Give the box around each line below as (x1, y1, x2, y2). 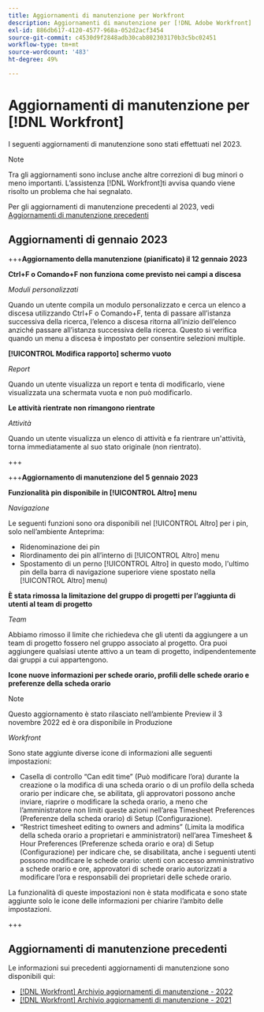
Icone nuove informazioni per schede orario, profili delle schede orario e (8, 670, 250, 679)
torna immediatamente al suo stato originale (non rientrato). (8, 442, 202, 451)
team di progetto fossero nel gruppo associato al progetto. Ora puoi (8, 638, 228, 648)
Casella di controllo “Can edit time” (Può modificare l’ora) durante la (19, 771, 240, 781)
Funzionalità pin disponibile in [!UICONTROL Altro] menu (8, 487, 197, 497)
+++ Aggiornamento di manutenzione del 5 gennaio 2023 (8, 472, 199, 482)
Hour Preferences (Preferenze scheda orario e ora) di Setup (19, 838, 214, 848)
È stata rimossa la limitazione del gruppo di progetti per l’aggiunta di (8, 591, 236, 600)
